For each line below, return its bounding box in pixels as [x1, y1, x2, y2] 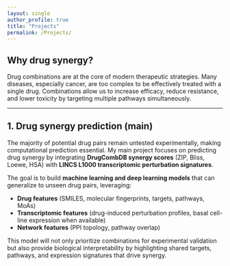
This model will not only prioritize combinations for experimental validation [7, 237, 217, 245]
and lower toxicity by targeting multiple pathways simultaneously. [7, 94, 192, 103]
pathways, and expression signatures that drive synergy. [7, 251, 167, 259]
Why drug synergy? [7, 54, 94, 66]
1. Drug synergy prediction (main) [7, 120, 153, 132]
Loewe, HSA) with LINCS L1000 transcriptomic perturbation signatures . [7, 160, 214, 168]
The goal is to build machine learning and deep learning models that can [7, 174, 215, 182]
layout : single [7, 10, 51, 17]
